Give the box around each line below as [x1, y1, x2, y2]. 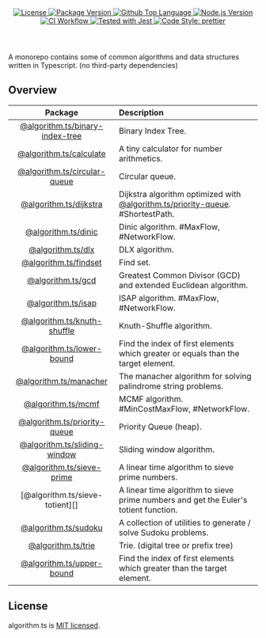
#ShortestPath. [118, 208, 175, 219]
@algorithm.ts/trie [28, 540, 96, 551]
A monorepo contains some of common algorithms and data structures [8, 52, 240, 62]
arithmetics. [118, 153, 163, 164]
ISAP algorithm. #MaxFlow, [118, 292, 219, 303]
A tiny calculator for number [118, 142, 223, 154]
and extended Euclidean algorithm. [118, 279, 249, 291]
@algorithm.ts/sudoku [20, 522, 103, 533]
